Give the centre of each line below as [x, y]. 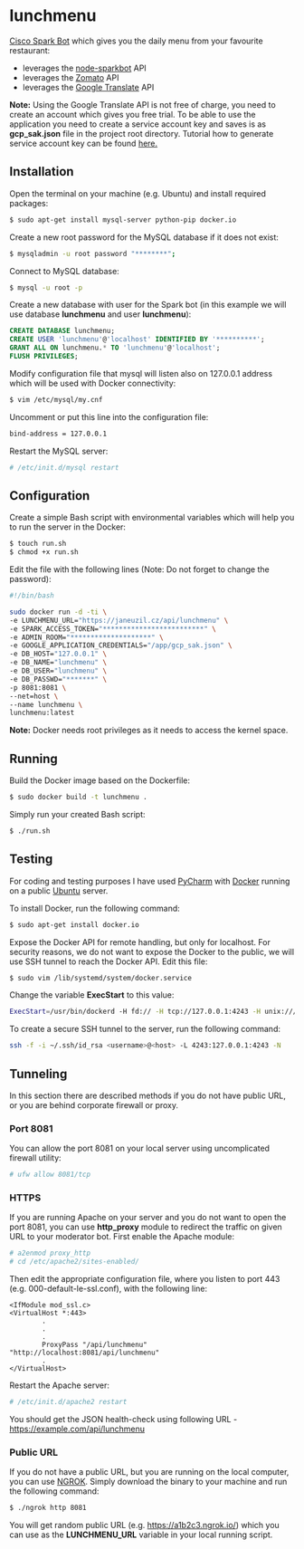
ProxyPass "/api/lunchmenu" [95, 1345]
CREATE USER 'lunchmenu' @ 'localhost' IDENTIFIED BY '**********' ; [137, 339]
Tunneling [38, 1074]
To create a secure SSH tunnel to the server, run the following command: [145, 1029]
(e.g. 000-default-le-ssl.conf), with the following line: [109, 1289]
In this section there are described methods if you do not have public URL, [148, 1095]
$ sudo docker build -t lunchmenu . [78, 798]
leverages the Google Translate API [88, 87]
